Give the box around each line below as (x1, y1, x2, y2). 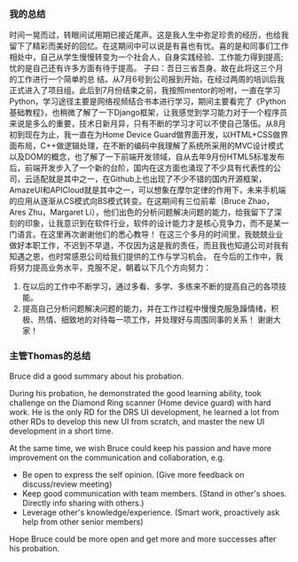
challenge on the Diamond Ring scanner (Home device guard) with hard (9, 397, 271, 408)
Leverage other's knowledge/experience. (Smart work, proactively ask (21, 507, 280, 518)
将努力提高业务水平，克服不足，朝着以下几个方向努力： (9, 262, 211, 273)
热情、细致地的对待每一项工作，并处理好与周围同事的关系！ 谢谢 (37, 315, 273, 325)
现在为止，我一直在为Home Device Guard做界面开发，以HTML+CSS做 (24, 129, 281, 140)
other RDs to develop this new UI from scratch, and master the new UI (9, 416, 265, 426)
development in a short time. (9, 425, 114, 436)
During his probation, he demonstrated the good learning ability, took (9, 387, 262, 398)
